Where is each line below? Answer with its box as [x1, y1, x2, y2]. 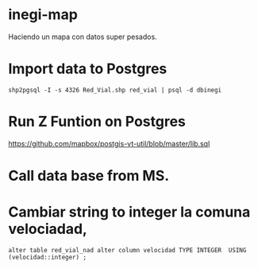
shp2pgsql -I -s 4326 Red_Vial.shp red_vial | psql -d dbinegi [8, 86, 222, 94]
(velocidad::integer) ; [8, 253, 87, 261]
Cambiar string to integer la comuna [8, 203, 251, 221]
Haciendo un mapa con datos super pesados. [8, 32, 157, 41]
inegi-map [8, 6, 78, 24]
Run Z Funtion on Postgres [8, 113, 187, 131]
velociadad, [8, 220, 87, 238]
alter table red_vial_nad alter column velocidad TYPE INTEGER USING [8, 246, 247, 254]
